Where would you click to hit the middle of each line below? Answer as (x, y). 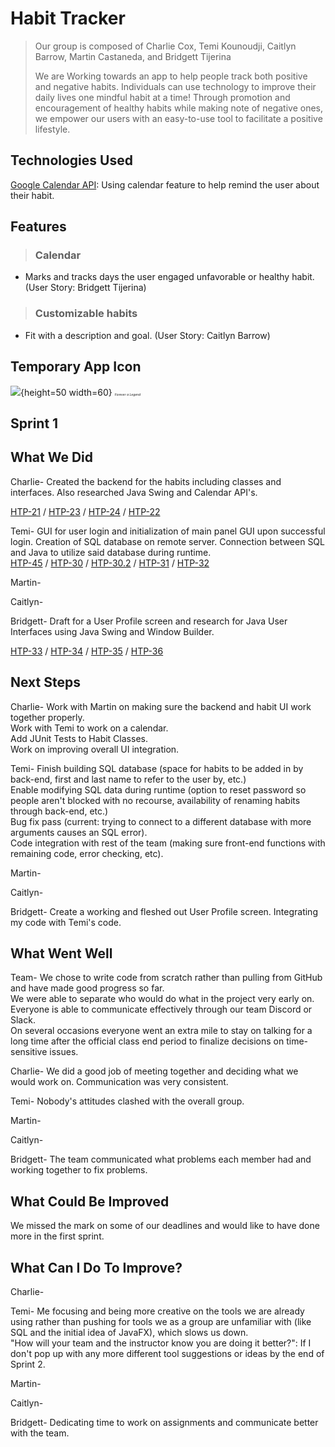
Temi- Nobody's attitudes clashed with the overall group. (127, 1101)
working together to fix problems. (79, 1170)
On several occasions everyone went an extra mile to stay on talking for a (161, 1031)
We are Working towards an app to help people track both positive (171, 76)
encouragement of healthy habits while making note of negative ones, (179, 108)
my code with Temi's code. (66, 922)
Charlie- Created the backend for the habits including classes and (146, 481)
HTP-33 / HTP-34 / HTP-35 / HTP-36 (87, 651)
